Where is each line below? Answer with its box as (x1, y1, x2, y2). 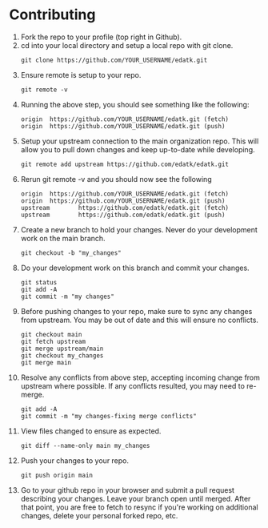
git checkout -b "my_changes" (20, 248, 122, 257)
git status (20, 278, 58, 286)
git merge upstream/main (20, 345, 104, 353)
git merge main (20, 358, 72, 366)
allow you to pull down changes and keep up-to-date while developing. (20, 144, 255, 154)
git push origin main (20, 471, 93, 479)
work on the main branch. (20, 233, 106, 243)
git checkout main (20, 330, 82, 338)
